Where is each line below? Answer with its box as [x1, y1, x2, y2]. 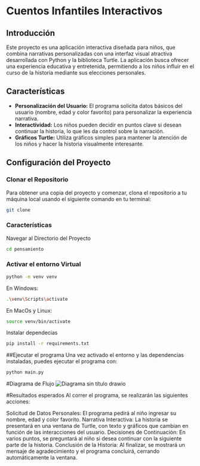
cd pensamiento [6, 246, 44, 252]
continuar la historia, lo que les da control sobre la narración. [14, 127, 165, 135]
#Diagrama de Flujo [6, 380, 55, 387]
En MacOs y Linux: [6, 307, 53, 314]
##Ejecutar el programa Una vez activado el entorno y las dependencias [6, 351, 184, 359]
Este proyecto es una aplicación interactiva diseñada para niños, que [6, 44, 176, 51]
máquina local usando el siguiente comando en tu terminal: [6, 195, 151, 202]
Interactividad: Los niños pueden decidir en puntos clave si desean [14, 121, 182, 128]
